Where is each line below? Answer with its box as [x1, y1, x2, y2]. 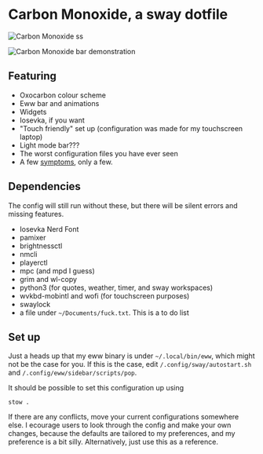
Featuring [8, 69, 57, 83]
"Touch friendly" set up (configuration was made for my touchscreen [19, 123, 243, 133]
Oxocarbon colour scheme [19, 90, 106, 100]
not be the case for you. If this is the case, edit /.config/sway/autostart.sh [8, 360, 252, 369]
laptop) [19, 132, 43, 141]
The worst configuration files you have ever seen [19, 148, 178, 158]
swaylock [19, 299, 51, 309]
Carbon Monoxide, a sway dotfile [8, 5, 228, 24]
